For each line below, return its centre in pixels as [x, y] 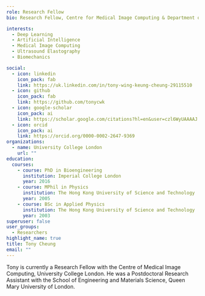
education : [20, 159]
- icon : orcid [30, 125]
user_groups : [23, 227]
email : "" [19, 250]
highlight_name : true [34, 239]
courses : [23, 164]
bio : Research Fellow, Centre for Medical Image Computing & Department [101, 18]
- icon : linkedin [34, 74]
